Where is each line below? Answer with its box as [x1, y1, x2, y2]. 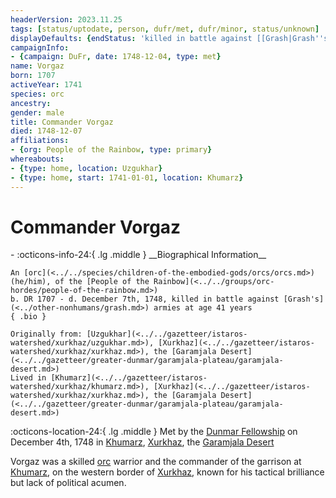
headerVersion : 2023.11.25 [10, 14, 123, 25]
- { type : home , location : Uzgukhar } [10, 163, 163, 173]
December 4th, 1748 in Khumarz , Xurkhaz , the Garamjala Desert [10, 436, 275, 448]
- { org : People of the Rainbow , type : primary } [10, 145, 213, 155]
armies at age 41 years [153, 303, 253, 313]
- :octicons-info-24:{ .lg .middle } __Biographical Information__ [10, 249, 267, 261]
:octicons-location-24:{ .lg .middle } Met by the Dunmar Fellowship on [10, 426, 298, 438]
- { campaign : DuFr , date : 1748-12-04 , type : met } [10, 52, 222, 62]
